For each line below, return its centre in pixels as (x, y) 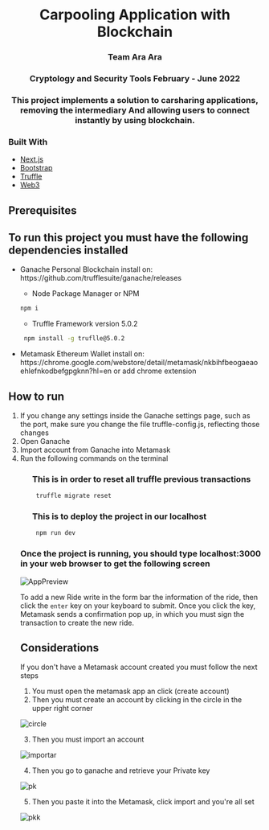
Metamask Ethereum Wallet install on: (82, 354)
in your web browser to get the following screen (115, 564)
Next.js (32, 159)
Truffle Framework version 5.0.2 (85, 324)
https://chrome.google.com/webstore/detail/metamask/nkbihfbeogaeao (139, 363)
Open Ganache (45, 442)
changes (35, 433)
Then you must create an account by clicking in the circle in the (137, 700)
